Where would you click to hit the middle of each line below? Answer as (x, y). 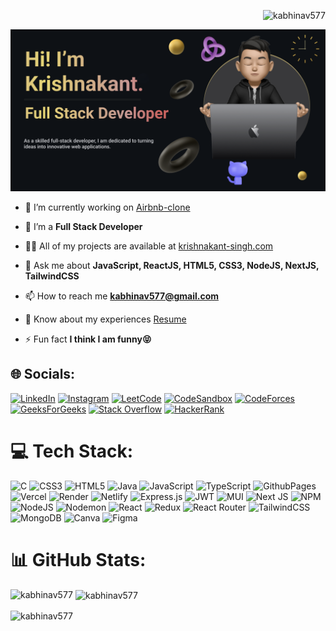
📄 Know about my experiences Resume (105, 319)
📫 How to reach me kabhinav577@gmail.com (121, 296)
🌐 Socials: (43, 374)
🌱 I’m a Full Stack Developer (83, 226)
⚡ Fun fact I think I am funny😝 (88, 339)
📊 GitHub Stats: (78, 559)
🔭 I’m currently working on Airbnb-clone (107, 207)
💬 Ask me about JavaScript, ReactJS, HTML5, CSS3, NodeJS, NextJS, (172, 265)
